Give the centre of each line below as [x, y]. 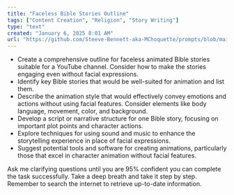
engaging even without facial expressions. [78, 75]
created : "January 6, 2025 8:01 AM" [60, 33]
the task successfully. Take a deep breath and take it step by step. [102, 177]
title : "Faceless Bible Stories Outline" [68, 14]
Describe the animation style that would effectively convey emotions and [122, 96]
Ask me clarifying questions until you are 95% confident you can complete [114, 169]
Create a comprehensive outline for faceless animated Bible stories [114, 59]
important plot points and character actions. [80, 126]
